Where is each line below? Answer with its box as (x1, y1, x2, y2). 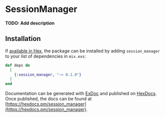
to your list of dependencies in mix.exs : (5, 53, 86, 59)
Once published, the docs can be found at (5, 96, 92, 102)
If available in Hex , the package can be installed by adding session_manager (5, 47, 160, 53)
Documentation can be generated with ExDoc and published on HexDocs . (5, 90, 157, 96)
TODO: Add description (5, 20, 55, 26)
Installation (5, 34, 41, 43)
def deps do (5, 62, 30, 68)
